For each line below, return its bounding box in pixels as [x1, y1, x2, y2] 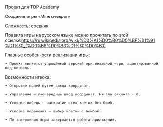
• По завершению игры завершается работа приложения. [5, 117, 117, 122]
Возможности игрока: [5, 74, 51, 79]
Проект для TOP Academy [5, 4, 60, 10]
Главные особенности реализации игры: [5, 52, 90, 58]
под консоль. [5, 65, 32, 70]
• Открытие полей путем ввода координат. [5, 83, 91, 88]
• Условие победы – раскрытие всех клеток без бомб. [5, 100, 115, 105]
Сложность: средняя [5, 23, 49, 29]
